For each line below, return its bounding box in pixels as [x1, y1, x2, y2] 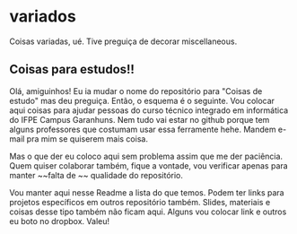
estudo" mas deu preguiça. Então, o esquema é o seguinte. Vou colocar [9, 95, 275, 106]
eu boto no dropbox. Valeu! [9, 215, 110, 226]
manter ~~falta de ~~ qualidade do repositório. [9, 169, 184, 180]
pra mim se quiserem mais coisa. [26, 133, 148, 144]
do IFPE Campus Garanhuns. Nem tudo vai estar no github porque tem [9, 114, 270, 125]
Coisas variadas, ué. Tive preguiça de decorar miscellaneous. [9, 36, 238, 47]
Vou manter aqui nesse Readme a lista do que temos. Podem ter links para [9, 186, 284, 198]
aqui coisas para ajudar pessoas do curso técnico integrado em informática [9, 105, 289, 116]
